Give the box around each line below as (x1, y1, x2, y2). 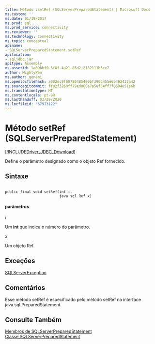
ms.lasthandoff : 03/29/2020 (5, 97, 62, 102)
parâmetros (5, 204, 29, 210)
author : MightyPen (5, 70, 42, 75)
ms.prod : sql (5, 20, 31, 26)
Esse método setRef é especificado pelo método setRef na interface (5, 297, 141, 302)
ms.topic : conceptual (5, 39, 49, 44)
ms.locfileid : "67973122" (5, 102, 57, 107)
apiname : (5, 43, 23, 48)
